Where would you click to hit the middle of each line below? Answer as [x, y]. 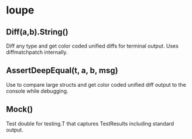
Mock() [20, 109]
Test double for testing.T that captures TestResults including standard [90, 123]
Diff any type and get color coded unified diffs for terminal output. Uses [92, 46]
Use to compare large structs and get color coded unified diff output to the [96, 84]
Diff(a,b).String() [37, 32]
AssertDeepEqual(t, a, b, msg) [62, 71]
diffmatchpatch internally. [37, 52]
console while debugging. [37, 91]
